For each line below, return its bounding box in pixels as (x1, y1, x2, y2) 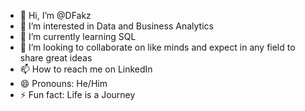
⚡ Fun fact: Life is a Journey (19, 89, 136, 100)
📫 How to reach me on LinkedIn (19, 63, 153, 75)
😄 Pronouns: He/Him (19, 78, 108, 89)
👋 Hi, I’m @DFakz (19, 10, 92, 21)
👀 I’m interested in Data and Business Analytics (19, 20, 214, 32)
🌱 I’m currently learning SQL (19, 31, 137, 42)
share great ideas (19, 52, 93, 64)
